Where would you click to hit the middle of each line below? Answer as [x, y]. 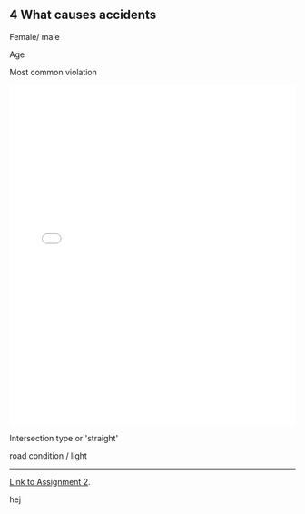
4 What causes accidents [83, 15]
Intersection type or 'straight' [64, 438]
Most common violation [54, 72]
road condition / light [49, 455]
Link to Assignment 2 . [50, 481]
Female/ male [35, 36]
